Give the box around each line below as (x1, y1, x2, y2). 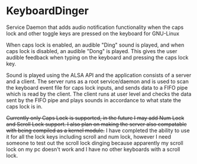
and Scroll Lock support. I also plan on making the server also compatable (6, 120, 188, 127)
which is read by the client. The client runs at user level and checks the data (6, 90, 192, 97)
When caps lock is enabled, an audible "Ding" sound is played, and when (6, 41, 185, 48)
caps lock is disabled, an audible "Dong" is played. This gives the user (6, 47, 177, 54)
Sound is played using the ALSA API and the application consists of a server (6, 71, 192, 78)
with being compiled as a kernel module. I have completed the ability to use (6, 127, 190, 134)
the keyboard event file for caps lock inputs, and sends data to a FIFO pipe (6, 84, 188, 91)
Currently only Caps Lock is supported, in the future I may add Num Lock (6, 114, 185, 122)
